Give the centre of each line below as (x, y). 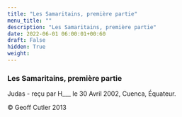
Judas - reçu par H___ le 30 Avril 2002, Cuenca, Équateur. (92, 94)
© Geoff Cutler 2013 (37, 108)
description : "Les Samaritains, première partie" (82, 27)
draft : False (27, 40)
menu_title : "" (30, 21)
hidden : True (27, 47)
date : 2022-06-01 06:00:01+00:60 (57, 34)
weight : (19, 54)
